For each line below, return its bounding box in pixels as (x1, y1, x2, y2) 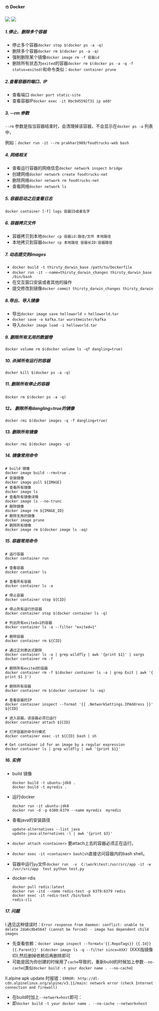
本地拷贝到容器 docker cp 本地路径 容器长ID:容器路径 (12, 239, 113, 245)
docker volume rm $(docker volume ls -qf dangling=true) (5, 346, 123, 351)
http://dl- (77, 976, 100, 981)
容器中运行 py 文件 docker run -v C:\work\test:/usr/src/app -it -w (12, 861, 151, 867)
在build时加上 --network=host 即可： (12, 994, 83, 1000)
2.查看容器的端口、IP (5, 78, 48, 85)
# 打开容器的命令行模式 (5, 729, 46, 734)
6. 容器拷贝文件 (5, 220, 36, 226)
